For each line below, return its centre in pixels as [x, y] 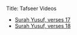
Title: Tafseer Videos [31, 8]
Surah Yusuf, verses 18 [43, 26]
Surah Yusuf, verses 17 [43, 20]
